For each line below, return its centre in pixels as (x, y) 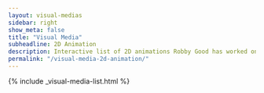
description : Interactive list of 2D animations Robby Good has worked (128, 52)
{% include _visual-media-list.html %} (69, 81)
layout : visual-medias (45, 15)
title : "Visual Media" (45, 37)
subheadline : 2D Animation (52, 45)
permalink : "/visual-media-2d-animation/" (79, 59)
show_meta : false (37, 30)
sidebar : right (33, 23)
